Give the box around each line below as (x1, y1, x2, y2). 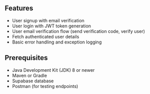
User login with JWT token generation (12, 23, 91, 29)
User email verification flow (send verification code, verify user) (12, 28, 145, 34)
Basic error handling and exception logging (12, 39, 102, 45)
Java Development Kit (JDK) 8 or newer (12, 67, 95, 73)
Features (5, 4, 33, 13)
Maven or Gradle (12, 72, 47, 78)
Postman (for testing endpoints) (12, 83, 79, 89)
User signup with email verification (12, 17, 84, 23)
